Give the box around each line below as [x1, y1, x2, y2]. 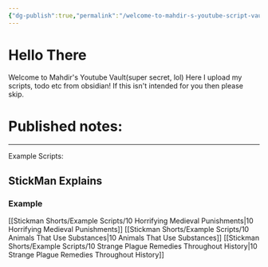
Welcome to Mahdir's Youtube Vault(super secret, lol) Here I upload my [8, 73, 242, 82]
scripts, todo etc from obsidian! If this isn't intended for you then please [8, 80, 243, 90]
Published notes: [8, 117, 123, 135]
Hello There [8, 45, 87, 64]
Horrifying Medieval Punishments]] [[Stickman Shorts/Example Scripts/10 [8, 225, 250, 234]
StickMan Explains [8, 174, 103, 187]
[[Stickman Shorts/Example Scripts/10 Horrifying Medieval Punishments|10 [8, 216, 254, 226]
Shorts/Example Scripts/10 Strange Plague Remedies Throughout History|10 [8, 241, 258, 251]
